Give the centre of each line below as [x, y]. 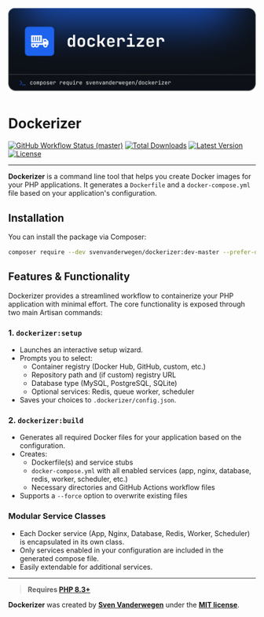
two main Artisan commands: [55, 312]
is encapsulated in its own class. [72, 542]
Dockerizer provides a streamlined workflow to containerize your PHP [121, 296]
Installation [36, 218]
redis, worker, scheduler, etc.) [79, 479]
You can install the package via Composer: [77, 237]
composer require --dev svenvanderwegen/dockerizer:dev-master [114, 252]
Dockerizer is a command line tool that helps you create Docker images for [130, 177]
